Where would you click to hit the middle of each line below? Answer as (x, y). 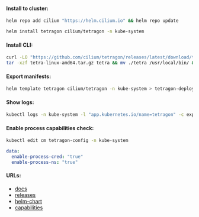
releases (25, 195)
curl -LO (17, 57)
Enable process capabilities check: (50, 128)
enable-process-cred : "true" (47, 157)
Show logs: (20, 102)
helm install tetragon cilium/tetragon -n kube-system (75, 32)
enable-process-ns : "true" (45, 162)
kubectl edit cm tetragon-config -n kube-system (67, 141)
